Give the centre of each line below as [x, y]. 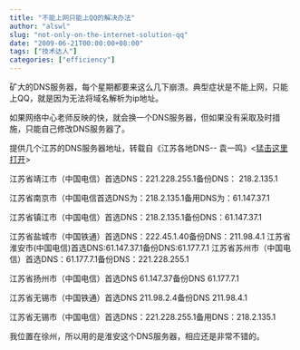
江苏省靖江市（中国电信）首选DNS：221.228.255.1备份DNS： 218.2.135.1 [144, 179]
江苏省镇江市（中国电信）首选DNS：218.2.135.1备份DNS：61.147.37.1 [136, 217]
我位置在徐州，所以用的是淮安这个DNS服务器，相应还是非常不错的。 [137, 336]
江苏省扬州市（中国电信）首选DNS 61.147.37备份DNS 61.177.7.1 [125, 278]
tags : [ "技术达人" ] [44, 52]
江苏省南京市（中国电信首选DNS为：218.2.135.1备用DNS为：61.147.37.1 [140, 198]
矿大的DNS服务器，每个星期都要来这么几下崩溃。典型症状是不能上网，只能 [149, 87]
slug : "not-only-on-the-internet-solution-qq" [99, 34]
